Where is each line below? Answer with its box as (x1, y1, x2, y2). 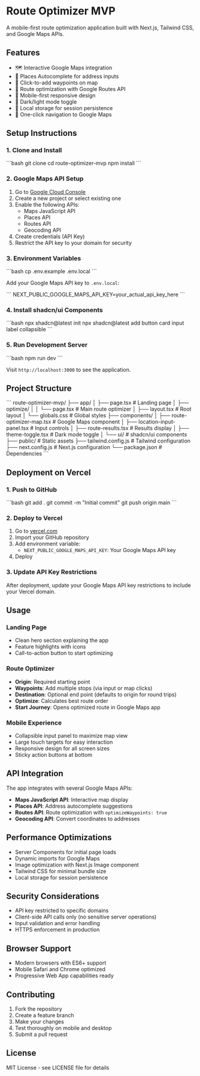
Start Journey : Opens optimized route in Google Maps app (14, 704, 160, 711)
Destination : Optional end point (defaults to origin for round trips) (14, 690, 177, 698)
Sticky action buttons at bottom (14, 751, 93, 758)
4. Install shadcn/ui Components (6, 305, 103, 314)
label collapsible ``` (6, 326, 53, 333)
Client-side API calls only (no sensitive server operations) (14, 913, 157, 920)
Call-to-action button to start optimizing (14, 650, 113, 657)
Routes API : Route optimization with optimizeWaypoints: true (14, 808, 168, 816)
